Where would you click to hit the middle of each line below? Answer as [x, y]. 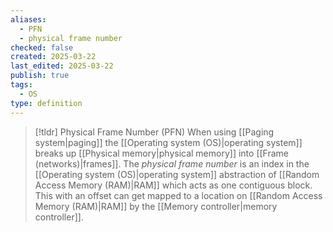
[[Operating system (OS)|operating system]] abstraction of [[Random [177, 174]
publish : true [40, 76]
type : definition [46, 103]
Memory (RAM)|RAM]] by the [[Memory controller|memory [156, 206]
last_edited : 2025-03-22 [62, 66]
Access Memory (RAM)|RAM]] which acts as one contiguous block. [173, 185]
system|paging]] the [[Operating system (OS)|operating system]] [168, 142]
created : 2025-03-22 [53, 57]
